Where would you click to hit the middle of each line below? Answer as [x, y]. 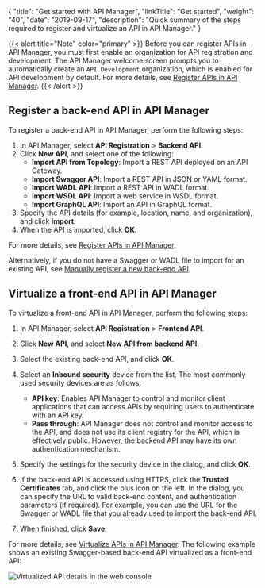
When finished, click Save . [63, 528]
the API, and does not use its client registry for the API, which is [136, 432]
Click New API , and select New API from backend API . [109, 344]
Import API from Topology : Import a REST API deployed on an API [140, 162]
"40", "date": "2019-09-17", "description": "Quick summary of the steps [125, 20]
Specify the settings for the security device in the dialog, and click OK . [135, 464]
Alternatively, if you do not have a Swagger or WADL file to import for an [126, 260]
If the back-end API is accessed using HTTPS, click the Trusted [124, 479]
